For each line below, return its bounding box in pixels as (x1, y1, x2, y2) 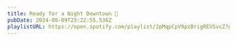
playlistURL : (7, 23, 46, 30)
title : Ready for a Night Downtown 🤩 (7, 10, 119, 17)
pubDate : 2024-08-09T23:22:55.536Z (7, 17, 112, 24)
